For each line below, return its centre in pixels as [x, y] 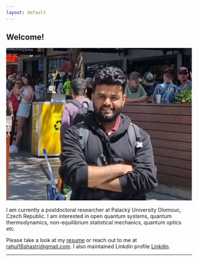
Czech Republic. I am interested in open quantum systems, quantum [89, 216]
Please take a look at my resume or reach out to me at [72, 240]
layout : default [26, 12]
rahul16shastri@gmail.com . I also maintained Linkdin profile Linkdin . [88, 247]
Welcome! [25, 37]
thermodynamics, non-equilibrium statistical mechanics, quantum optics [94, 223]
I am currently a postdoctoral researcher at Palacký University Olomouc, [94, 210]
